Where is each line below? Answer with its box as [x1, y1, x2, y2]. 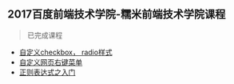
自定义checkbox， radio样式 [18, 47, 113, 57]
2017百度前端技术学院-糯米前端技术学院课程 [7, 7, 226, 22]
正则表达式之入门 [18, 67, 76, 77]
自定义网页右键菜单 [18, 57, 83, 66]
